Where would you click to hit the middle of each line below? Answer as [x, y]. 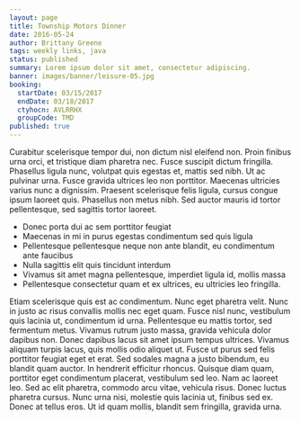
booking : [26, 85]
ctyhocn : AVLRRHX [50, 110]
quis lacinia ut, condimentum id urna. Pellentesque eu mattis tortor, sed [141, 321]
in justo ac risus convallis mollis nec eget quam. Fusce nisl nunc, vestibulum [150, 311]
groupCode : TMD [46, 118]
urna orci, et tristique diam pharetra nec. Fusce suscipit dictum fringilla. [141, 161]
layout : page [34, 18]
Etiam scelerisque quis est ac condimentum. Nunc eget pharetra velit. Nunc [149, 301]
